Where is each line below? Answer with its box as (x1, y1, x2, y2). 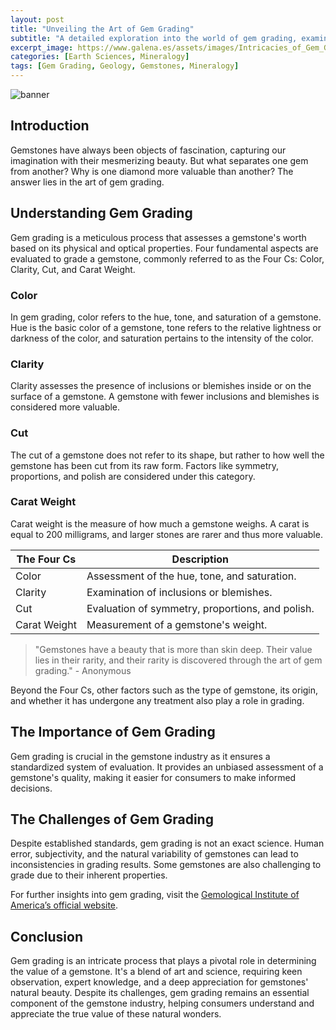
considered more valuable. (10, 401, 121, 413)
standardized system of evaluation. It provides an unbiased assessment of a (10, 761, 324, 773)
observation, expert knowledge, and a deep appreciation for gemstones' (10, 976, 309, 988)
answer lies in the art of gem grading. (10, 176, 165, 188)
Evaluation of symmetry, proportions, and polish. (86, 601, 315, 615)
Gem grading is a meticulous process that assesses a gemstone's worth (10, 231, 307, 243)
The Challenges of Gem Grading (10, 811, 214, 828)
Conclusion (10, 928, 84, 945)
